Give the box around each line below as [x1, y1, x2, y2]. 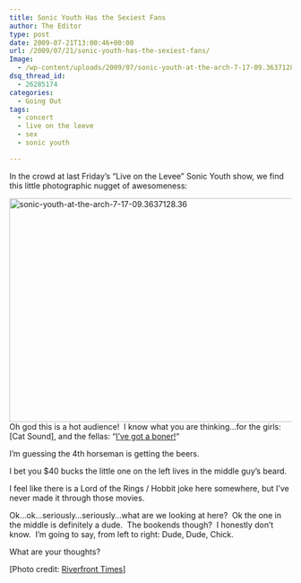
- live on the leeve [17, 122, 94, 131]
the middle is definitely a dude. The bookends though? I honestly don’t [9, 519, 274, 530]
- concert [17, 113, 54, 122]
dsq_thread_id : [9, 72, 66, 81]
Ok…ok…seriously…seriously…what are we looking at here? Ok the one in [9, 509, 282, 520]
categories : [9, 88, 54, 97]
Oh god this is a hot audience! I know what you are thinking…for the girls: [9, 421, 281, 431]
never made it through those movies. [9, 492, 145, 503]
